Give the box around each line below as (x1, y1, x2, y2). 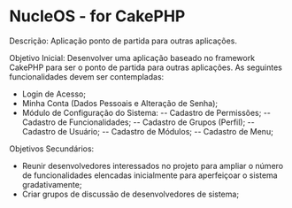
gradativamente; (21, 179, 82, 189)
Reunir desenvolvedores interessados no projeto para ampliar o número (21, 160, 284, 171)
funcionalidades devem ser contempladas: (9, 71, 165, 81)
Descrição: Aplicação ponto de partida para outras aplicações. (9, 35, 237, 46)
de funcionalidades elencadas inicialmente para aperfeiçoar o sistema (21, 170, 278, 181)
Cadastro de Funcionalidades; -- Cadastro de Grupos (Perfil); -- (21, 117, 255, 127)
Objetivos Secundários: (9, 143, 95, 154)
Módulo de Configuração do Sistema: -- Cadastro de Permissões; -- (21, 107, 272, 118)
